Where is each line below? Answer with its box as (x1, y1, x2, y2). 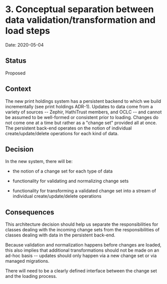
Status (5, 57, 27, 65)
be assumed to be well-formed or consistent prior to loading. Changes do (5, 114, 158, 120)
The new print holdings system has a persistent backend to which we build (5, 98, 161, 104)
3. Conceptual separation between (5, 4, 154, 15)
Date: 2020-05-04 (5, 42, 44, 48)
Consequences (5, 208, 55, 216)
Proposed (5, 70, 26, 76)
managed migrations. (5, 258, 50, 264)
